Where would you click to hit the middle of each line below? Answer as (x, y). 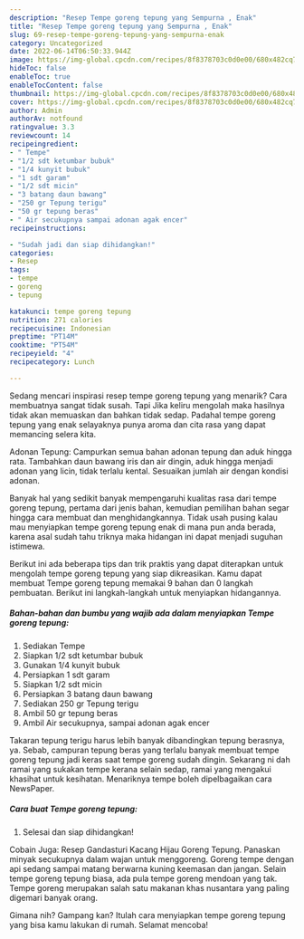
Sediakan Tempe (54, 646)
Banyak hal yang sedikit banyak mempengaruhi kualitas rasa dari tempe (143, 498)
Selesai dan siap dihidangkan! (78, 832)
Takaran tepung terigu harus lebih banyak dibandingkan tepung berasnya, (147, 740)
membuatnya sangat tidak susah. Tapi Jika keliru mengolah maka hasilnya (147, 405)
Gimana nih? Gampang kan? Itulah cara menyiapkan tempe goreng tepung (148, 915)
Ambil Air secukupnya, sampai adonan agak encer (116, 723)
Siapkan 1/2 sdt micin (62, 684)
